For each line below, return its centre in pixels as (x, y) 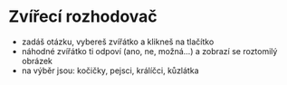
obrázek (37, 61)
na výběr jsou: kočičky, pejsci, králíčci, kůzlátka (110, 71)
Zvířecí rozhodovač (83, 17)
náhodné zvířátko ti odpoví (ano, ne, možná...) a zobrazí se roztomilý (149, 51)
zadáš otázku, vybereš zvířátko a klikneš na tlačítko (118, 42)
